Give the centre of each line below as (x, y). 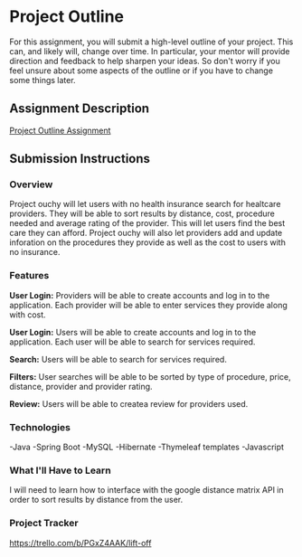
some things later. (42, 80)
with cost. (28, 315)
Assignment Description (80, 109)
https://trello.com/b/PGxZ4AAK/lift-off (80, 543)
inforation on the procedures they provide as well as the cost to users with (148, 242)
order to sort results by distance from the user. (96, 500)
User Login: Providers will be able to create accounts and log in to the (140, 295)
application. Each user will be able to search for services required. (132, 342)
